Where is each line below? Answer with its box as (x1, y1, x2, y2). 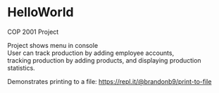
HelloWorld (7, 4, 74, 20)
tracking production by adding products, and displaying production (7, 56, 202, 64)
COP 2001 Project (7, 27, 59, 36)
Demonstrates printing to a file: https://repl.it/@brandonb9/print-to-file (7, 77, 212, 85)
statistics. (7, 63, 35, 72)
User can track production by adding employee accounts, (7, 49, 175, 57)
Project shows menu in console (7, 41, 99, 49)
